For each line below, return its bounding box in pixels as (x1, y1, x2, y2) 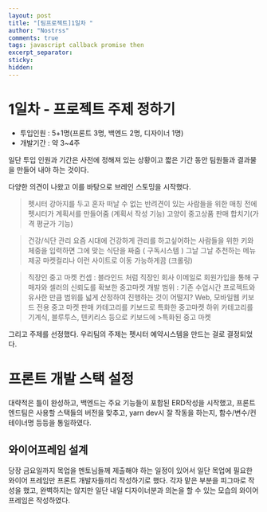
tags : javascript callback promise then (8, 41, 145, 49)
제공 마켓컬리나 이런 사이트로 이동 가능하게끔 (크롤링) (27, 256, 193, 265)
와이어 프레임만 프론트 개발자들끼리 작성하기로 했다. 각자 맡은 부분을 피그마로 (8, 475, 247, 486)
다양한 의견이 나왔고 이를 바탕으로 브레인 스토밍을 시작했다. (8, 182, 191, 191)
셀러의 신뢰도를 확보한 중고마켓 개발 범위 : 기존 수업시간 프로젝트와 (49, 282, 256, 291)
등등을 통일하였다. (35, 417, 92, 427)
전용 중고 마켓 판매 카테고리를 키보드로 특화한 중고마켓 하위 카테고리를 (36, 302, 253, 311)
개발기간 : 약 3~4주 (19, 138, 80, 147)
